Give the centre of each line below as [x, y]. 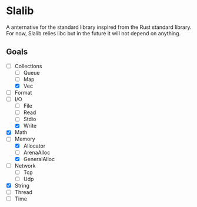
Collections [28, 66]
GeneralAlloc [39, 159]
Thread [23, 192]
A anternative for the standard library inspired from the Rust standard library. [99, 27]
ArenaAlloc [37, 152]
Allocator [34, 146]
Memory [25, 139]
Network [25, 165]
